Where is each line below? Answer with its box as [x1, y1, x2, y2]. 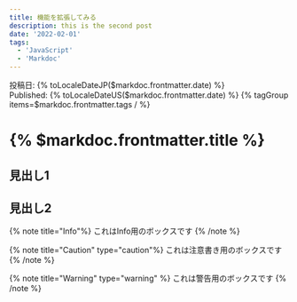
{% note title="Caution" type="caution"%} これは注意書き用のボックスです [9, 245, 282, 256]
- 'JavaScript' [17, 46, 74, 55]
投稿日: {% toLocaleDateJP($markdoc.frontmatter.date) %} [9, 80, 225, 90]
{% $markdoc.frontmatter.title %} [9, 131, 266, 151]
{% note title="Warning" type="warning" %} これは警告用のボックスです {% [9, 273, 287, 284]
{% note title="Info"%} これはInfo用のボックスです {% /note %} [9, 226, 241, 236]
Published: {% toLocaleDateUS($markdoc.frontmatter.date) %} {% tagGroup [9, 90, 289, 100]
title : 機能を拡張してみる [9, 12, 97, 22]
